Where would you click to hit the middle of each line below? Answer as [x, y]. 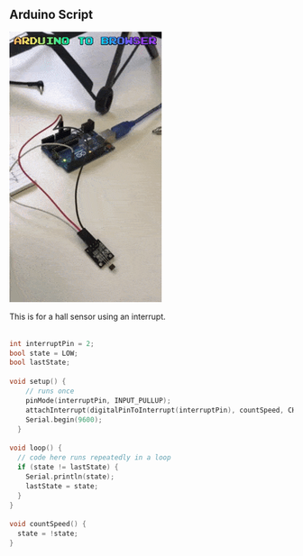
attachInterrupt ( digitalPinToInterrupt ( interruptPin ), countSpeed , [155, 410]
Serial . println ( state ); [70, 477]
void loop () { [36, 448]
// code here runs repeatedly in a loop [94, 458]
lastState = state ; [62, 486]
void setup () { [38, 382]
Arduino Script [51, 15]
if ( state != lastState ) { [68, 468]
